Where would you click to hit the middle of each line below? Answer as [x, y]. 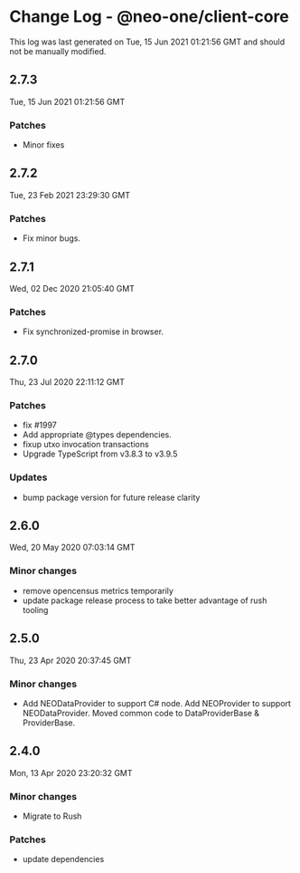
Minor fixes [43, 145]
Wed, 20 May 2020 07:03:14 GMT [72, 547]
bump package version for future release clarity [111, 497]
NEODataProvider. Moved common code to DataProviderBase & [141, 713]
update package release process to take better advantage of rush [145, 600]
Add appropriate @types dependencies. [97, 435]
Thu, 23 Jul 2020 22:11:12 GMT [67, 382]
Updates [28, 477]
